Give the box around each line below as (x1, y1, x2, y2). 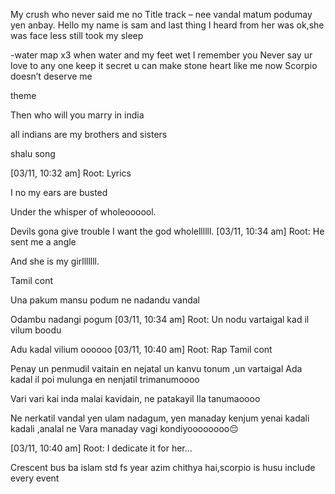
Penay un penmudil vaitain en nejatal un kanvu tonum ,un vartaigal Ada (10, 363, 303, 374)
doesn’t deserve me (10, 70, 93, 82)
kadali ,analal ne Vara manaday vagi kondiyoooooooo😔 (10, 423, 239, 434)
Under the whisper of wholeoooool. (10, 206, 157, 218)
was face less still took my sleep (10, 30, 144, 41)
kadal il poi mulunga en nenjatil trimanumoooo (10, 374, 200, 385)
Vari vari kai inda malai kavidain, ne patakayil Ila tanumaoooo (10, 393, 261, 404)
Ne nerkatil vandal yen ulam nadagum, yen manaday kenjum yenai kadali (10, 412, 310, 424)
